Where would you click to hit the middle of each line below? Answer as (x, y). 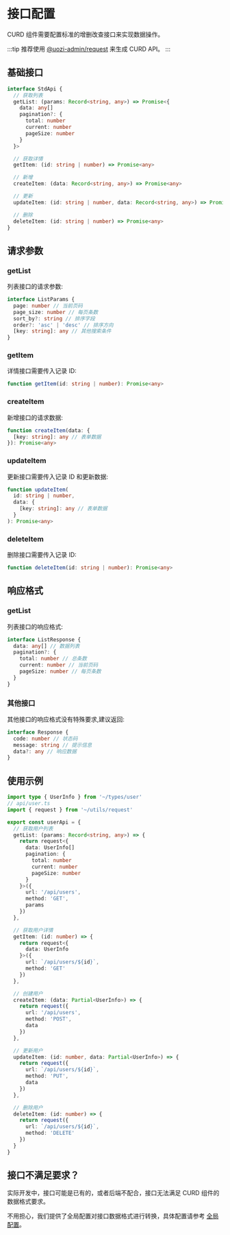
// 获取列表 (28, 95)
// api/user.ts (29, 804)
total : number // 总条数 (53, 659)
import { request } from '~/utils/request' (70, 810)
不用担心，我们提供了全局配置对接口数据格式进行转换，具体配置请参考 (106, 1216)
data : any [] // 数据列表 (47, 646)
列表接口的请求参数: (35, 287)
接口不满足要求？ (43, 1176)
